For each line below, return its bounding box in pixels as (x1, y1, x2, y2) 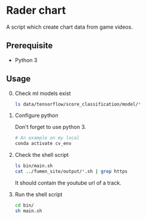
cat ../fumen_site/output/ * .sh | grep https (14, 168, 128, 175)
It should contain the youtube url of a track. (14, 179, 121, 186)
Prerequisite (6, 41, 53, 51)
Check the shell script (14, 152, 69, 159)
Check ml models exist (14, 90, 71, 97)
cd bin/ (14, 202, 34, 208)
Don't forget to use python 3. (14, 124, 87, 131)
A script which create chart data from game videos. (6, 23, 133, 30)
